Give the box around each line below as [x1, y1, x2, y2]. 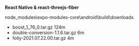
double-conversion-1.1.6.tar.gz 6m [12, 30, 85, 35]
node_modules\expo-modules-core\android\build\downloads [5, 14, 134, 20]
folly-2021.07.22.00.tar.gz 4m [12, 35, 74, 41]
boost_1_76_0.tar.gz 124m [12, 24, 66, 30]
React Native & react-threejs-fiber [5, 5, 79, 10]
